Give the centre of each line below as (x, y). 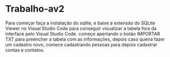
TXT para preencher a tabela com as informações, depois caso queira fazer (85, 39)
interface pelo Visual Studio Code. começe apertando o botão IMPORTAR (83, 34)
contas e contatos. (25, 50)
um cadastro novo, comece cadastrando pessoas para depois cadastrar (81, 44)
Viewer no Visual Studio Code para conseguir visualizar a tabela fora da (81, 28)
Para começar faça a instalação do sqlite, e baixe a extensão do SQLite (80, 23)
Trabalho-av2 (35, 9)
